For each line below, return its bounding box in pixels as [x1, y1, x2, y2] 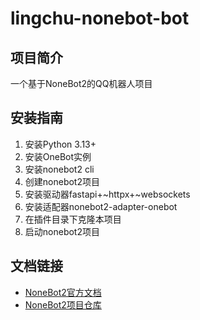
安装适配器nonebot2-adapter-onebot [24, 200, 178, 212]
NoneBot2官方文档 [24, 286, 102, 298]
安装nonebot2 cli [24, 163, 95, 175]
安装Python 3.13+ [24, 138, 97, 150]
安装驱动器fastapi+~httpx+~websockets [24, 188, 191, 200]
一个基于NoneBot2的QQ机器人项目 [10, 78, 153, 89]
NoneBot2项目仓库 [24, 298, 102, 311]
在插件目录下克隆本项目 [24, 213, 122, 225]
